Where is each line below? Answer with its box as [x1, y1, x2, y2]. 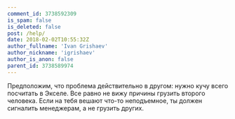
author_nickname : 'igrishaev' [7, 50, 96, 57]
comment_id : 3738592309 [7, 10, 77, 17]
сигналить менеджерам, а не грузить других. [7, 104, 145, 112]
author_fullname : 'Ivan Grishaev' [7, 43, 109, 50]
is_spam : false [7, 17, 52, 24]
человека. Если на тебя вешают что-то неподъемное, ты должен [7, 96, 203, 105]
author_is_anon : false [7, 56, 74, 63]
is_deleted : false [7, 23, 61, 30]
